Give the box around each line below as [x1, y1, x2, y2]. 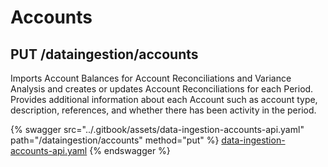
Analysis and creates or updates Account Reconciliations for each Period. [10, 83, 314, 95]
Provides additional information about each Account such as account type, [10, 94, 318, 105]
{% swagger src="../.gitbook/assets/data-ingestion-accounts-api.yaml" [10, 124, 305, 135]
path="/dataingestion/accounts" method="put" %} [10, 134, 220, 146]
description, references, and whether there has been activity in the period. [10, 104, 317, 116]
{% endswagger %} [89, 145, 171, 156]
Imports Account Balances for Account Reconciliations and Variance [10, 72, 292, 84]
